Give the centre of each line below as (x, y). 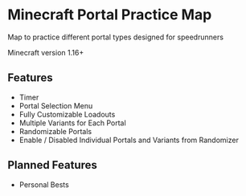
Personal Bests (44, 184)
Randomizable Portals (55, 131)
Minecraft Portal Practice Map (110, 15)
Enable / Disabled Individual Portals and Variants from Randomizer (129, 140)
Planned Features (53, 165)
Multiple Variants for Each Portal (72, 123)
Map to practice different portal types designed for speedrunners (116, 37)
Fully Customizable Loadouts (67, 114)
